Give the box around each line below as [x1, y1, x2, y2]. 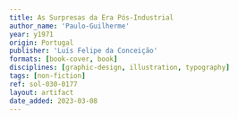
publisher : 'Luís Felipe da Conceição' [9, 47, 158, 55]
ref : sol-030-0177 [9, 80, 78, 89]
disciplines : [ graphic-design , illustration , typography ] [9, 64, 230, 72]
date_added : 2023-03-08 [9, 96, 98, 106]
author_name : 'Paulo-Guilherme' [9, 21, 130, 30]
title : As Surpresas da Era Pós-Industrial [9, 13, 174, 22]
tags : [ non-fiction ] [9, 72, 87, 81]
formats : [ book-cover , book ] [9, 55, 118, 64]
